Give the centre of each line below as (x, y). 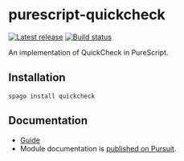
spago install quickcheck (51, 96)
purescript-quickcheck (87, 15)
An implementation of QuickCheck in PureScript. (88, 52)
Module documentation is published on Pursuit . (98, 148)
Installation (37, 78)
